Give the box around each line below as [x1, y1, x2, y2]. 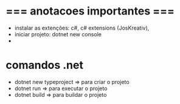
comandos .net [5, 59, 83, 72]
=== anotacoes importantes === [5, 4, 175, 18]
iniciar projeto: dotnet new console [14, 30, 102, 37]
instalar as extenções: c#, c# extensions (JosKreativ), [14, 24, 150, 31]
